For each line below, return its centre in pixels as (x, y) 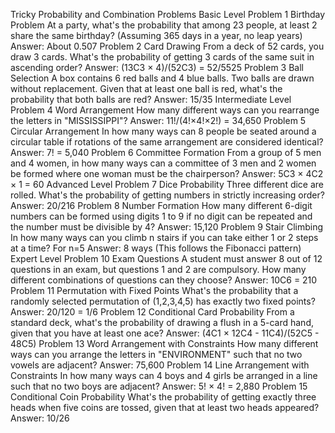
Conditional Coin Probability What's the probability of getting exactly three (163, 397)
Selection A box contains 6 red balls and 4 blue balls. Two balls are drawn (162, 78)
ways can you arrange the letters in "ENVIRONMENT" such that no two (156, 354)
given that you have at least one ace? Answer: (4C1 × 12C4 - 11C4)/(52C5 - (165, 333)
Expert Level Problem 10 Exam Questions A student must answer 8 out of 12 (166, 258)
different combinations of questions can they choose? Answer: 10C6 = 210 (164, 280)
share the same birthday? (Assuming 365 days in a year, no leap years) (156, 35)
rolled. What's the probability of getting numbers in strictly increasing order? (167, 195)
